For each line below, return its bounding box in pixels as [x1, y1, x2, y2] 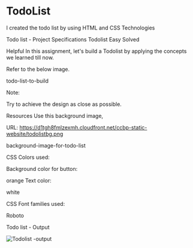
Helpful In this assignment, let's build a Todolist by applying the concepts [6, 47, 187, 55]
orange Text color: [6, 176, 52, 184]
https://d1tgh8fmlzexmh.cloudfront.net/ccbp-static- [19, 123, 147, 131]
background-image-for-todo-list [6, 141, 86, 149]
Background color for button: [6, 165, 78, 172]
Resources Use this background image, [6, 112, 104, 119]
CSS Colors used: [6, 153, 50, 161]
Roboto [6, 212, 25, 219]
